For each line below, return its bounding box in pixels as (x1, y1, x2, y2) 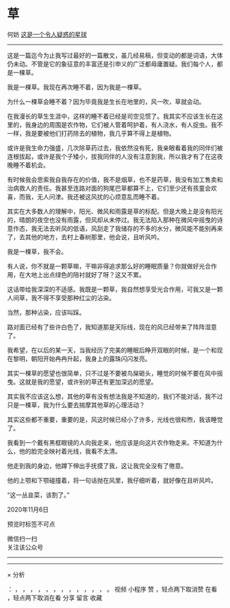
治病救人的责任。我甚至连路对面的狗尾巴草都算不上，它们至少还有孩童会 (7, 184, 211, 192)
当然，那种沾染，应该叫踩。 (7, 308, 86, 316)
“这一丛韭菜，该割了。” (7, 491, 70, 499)
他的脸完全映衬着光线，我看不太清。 (18, 447, 121, 455)
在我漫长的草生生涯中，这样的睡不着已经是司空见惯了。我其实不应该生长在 (7, 112, 217, 120)
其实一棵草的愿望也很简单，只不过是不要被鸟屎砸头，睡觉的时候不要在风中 (7, 369, 217, 377)
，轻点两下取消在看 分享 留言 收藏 (7, 594, 103, 602)
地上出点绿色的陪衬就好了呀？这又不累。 (30, 270, 145, 278)
